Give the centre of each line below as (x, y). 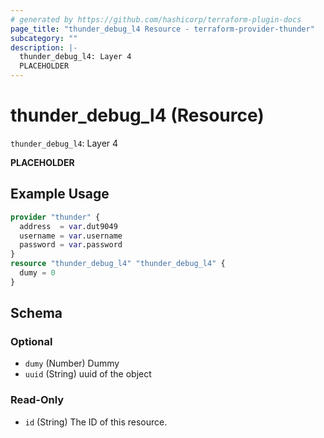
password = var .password (71, 245)
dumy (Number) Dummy (72, 363)
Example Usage (60, 194)
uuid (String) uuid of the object (88, 374)
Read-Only (37, 400)
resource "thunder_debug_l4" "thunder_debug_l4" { (118, 264)
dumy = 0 (37, 273)
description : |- (44, 47)
